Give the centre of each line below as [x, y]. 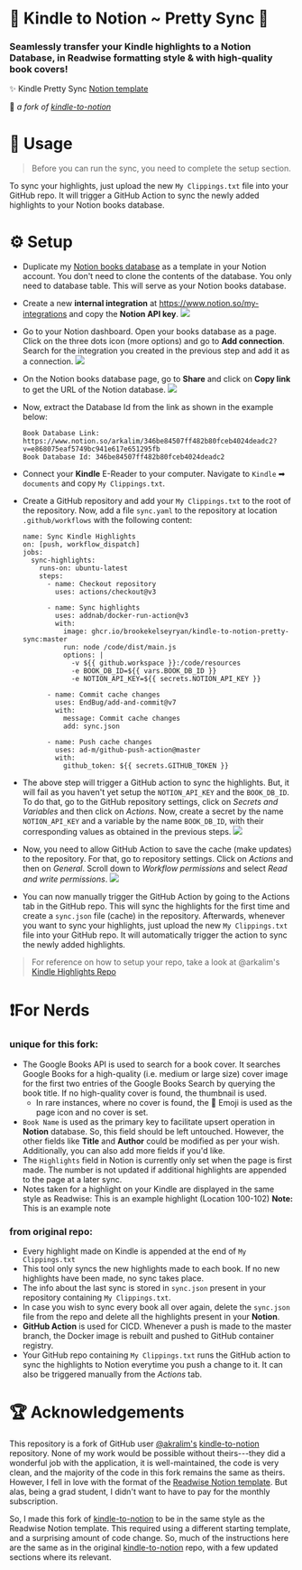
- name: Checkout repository [101, 584]
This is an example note [66, 1208]
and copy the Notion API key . [124, 314]
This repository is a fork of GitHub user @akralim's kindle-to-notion [134, 1444]
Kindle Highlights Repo [74, 972]
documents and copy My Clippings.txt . [93, 483]
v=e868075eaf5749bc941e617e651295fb [91, 449]
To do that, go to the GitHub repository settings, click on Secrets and [150, 802]
